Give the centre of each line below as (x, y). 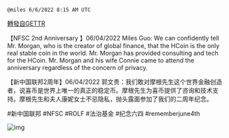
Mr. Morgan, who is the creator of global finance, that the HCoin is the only (113, 46)
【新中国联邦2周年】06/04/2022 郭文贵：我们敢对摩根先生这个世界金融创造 (115, 82)
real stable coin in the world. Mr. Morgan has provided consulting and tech (113, 53)
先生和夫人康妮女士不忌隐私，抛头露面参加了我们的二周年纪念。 (121, 99)
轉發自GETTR (26, 23)
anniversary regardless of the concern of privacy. (78, 68)
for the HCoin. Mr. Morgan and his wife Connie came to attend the (101, 60)
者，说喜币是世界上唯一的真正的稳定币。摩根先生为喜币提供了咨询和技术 (110, 90)
